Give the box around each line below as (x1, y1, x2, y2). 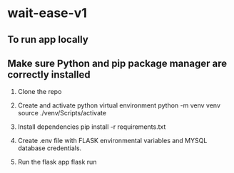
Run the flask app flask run (17, 158, 97, 167)
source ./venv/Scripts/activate (17, 109, 107, 117)
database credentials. (17, 144, 82, 152)
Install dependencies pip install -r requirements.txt (17, 122, 166, 131)
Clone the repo (17, 88, 62, 96)
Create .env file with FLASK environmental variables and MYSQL (17, 137, 208, 145)
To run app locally (7, 33, 89, 46)
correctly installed (7, 68, 91, 80)
